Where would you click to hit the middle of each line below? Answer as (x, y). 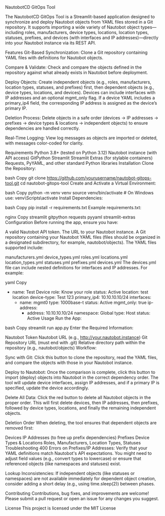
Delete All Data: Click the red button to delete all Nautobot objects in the (78, 397)
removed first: (19, 428)
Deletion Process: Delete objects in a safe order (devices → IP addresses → (82, 118)
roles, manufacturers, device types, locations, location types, (87, 32)
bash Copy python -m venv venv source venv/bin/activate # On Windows (79, 193)
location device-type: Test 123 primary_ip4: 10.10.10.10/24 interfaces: (82, 297)
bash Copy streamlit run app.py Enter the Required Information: (69, 328)
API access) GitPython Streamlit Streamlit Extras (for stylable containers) (79, 158)
